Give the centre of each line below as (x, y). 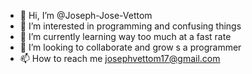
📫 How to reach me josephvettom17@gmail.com (120, 58)
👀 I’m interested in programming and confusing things (130, 26)
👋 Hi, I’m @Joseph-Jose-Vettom (86, 15)
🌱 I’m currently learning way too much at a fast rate (125, 36)
